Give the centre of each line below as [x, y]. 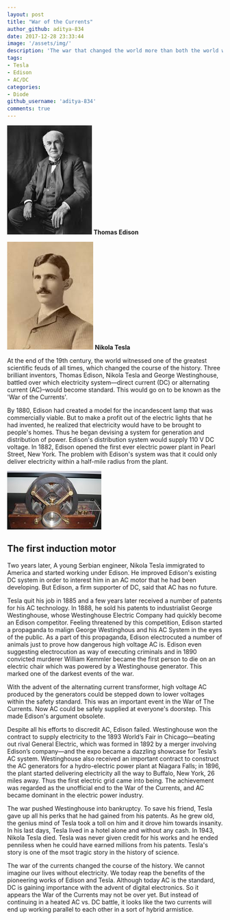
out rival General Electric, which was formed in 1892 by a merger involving [112, 744]
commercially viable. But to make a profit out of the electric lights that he [110, 418]
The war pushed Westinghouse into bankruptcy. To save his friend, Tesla [110, 808]
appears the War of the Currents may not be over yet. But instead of [103, 895]
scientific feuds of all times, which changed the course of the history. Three [114, 368]
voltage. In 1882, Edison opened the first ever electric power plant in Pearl [111, 447]
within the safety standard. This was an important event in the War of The [111, 702]
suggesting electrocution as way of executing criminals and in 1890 [102, 651]
